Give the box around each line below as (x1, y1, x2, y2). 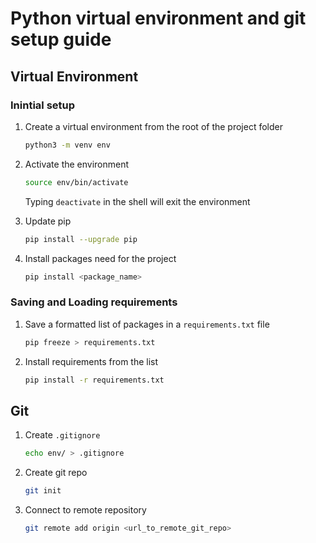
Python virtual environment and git (10, 7, 307, 30)
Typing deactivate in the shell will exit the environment (24, 195, 251, 207)
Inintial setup (10, 98, 76, 112)
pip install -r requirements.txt (24, 375, 165, 385)
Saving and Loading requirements (10, 295, 178, 309)
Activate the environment (24, 158, 130, 170)
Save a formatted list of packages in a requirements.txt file (24, 318, 270, 330)
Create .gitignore (24, 429, 101, 441)
